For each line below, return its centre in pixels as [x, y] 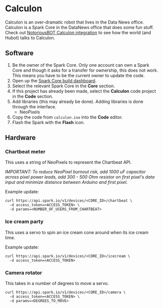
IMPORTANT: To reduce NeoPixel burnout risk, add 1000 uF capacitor [75, 172]
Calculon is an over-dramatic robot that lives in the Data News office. [75, 22]
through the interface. [34, 106]
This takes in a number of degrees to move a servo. [57, 283]
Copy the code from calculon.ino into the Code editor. [68, 117]
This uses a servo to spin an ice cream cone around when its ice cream [77, 232]
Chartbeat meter [25, 152]
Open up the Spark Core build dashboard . [54, 80]
